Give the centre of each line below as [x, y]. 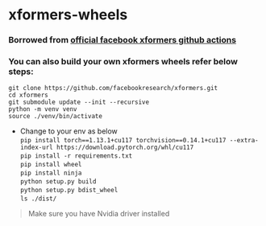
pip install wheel [51, 165]
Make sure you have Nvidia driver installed [99, 214]
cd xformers [28, 95]
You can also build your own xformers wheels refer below [123, 62]
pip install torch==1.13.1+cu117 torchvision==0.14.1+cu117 [123, 141]
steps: [21, 72]
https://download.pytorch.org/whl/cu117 [125, 148]
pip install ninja [51, 173]
